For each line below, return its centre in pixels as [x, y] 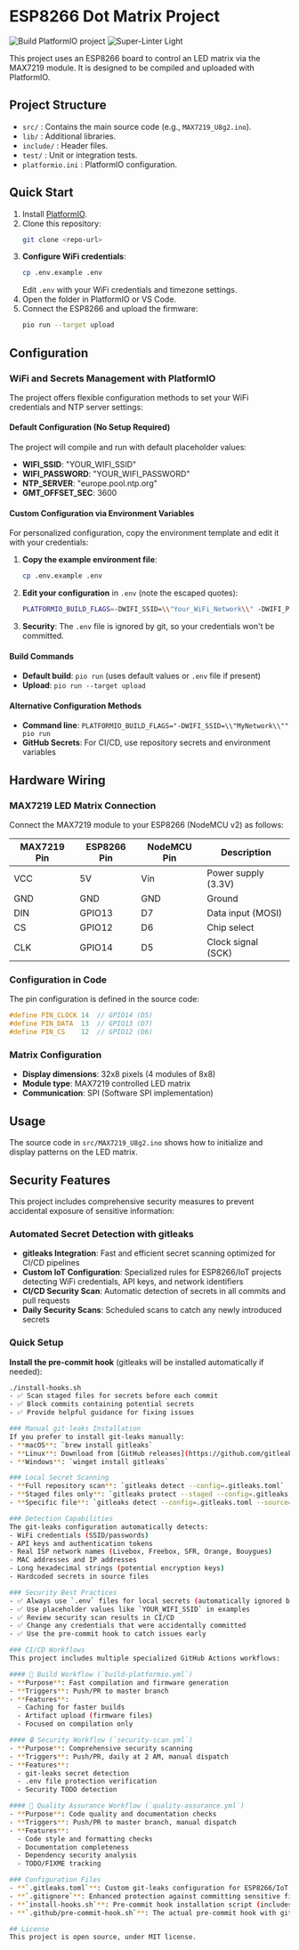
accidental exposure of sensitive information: [92, 1210]
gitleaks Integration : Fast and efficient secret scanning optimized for [149, 1253]
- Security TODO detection [67, 1790]
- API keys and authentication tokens [81, 1543]
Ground [222, 899]
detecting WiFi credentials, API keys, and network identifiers [133, 1282]
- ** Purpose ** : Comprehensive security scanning [101, 1748]
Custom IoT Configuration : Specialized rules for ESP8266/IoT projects [152, 1272]
